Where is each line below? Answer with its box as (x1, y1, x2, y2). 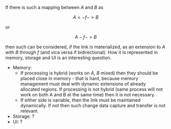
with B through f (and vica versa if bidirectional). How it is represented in (5, 49, 158, 55)
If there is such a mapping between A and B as (5, 5, 104, 10)
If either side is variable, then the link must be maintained (20, 97, 141, 103)
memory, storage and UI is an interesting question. (5, 55, 112, 61)
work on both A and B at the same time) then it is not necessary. (20, 92, 156, 97)
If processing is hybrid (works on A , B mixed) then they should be (20, 70, 158, 76)
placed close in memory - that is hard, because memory (20, 75, 139, 81)
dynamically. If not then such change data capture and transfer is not (20, 102, 166, 109)
